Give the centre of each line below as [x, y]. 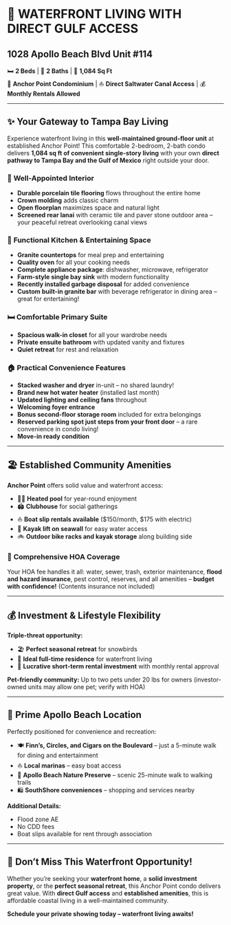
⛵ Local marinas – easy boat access [69, 765]
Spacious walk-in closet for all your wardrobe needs [92, 335]
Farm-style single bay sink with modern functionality [93, 277]
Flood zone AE [38, 819]
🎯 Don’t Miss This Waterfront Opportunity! [100, 862]
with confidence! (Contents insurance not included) [81, 587]
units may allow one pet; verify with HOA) [87, 686]
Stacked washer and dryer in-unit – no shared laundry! [95, 385]
